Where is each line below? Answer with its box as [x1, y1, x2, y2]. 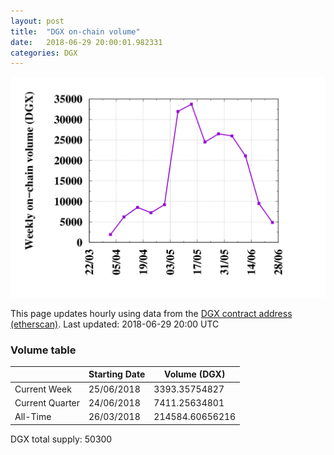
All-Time [14, 411, 52, 423]
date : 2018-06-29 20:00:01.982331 [10, 37, 163, 47]
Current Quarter [14, 396, 81, 409]
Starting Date [88, 368, 146, 380]
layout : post [10, 16, 65, 26]
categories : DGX [10, 48, 78, 58]
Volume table [10, 343, 77, 357]
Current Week [14, 383, 72, 395]
